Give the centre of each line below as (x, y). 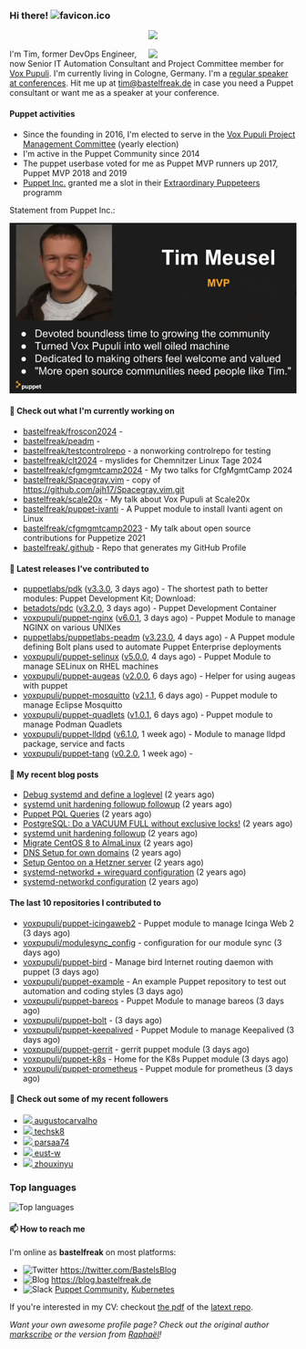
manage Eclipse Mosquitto (72, 705)
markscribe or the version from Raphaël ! (86, 1334)
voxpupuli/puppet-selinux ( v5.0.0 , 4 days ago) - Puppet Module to (147, 657)
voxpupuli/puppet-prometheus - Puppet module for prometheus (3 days (158, 1068)
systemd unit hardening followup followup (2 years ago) (127, 804)
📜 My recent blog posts (54, 774)
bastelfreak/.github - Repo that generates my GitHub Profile (134, 548)
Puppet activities (42, 113)
